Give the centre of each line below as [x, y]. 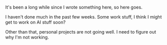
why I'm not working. [27, 37]
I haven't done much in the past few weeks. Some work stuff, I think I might [83, 17]
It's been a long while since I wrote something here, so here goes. [74, 7]
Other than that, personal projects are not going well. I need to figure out [81, 32]
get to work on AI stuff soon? [35, 22]
